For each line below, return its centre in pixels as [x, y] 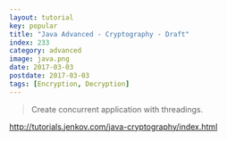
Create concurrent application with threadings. [117, 109]
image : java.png [39, 59]
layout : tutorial [42, 17]
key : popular [34, 26]
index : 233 [29, 42]
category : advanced [46, 51]
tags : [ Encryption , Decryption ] [69, 84]
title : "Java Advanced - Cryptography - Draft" [100, 34]
